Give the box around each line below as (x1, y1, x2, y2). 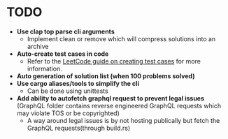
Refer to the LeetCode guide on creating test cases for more (27, 57, 201, 65)
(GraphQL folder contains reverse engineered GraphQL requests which (16, 101, 222, 110)
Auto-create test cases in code (16, 50, 109, 58)
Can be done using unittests (27, 87, 109, 95)
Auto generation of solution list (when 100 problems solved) (16, 71, 195, 80)
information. (27, 64, 62, 73)
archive (27, 42, 49, 50)
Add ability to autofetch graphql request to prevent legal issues (16, 94, 204, 102)
